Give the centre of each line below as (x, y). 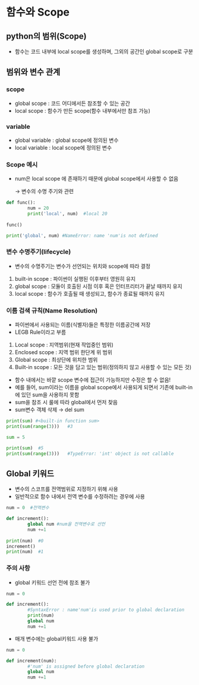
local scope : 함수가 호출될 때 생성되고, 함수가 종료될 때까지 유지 (90, 293)
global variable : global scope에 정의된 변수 (67, 140)
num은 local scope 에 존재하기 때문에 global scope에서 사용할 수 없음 (97, 179)
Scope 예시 (22, 165)
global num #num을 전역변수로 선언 (67, 524)
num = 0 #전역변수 (28, 508)
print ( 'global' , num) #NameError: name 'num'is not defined (82, 235)
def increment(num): (32, 661)
